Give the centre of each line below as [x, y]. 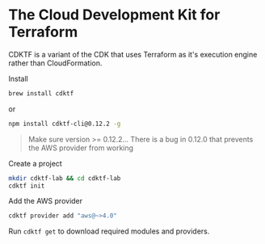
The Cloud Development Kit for [114, 15]
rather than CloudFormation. [55, 63]
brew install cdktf [41, 93]
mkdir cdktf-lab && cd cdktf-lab [65, 178]
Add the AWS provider [46, 201]
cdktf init [27, 186]
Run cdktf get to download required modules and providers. [109, 231]
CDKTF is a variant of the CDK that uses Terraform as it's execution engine [133, 54]
